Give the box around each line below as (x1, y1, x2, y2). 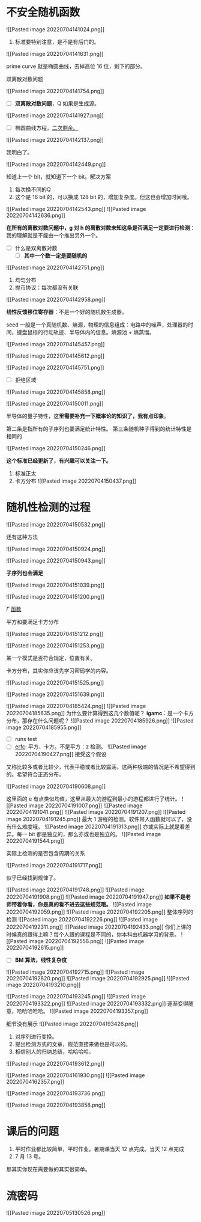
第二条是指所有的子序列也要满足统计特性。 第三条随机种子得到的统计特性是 (6, 425, 192, 433)
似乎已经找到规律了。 (6, 874, 59, 881)
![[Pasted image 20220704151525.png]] (6, 679, 104, 686)
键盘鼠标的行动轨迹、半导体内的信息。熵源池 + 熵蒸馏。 (16, 329, 155, 336)
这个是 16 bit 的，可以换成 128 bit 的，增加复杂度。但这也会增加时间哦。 (14, 194, 193, 201)
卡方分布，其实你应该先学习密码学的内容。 (6, 667, 112, 674)
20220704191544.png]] (6, 837, 64, 845)
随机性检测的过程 (6, 501, 91, 515)
